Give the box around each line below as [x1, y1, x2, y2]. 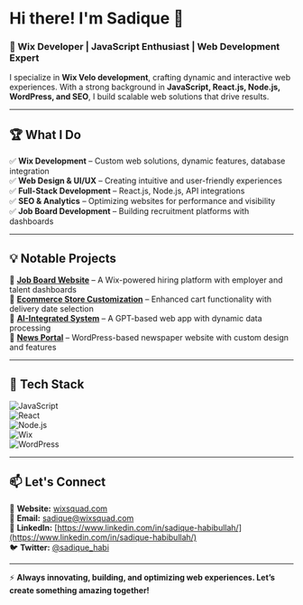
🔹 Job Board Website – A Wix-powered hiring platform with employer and [9, 275, 283, 285]
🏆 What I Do [9, 126, 81, 143]
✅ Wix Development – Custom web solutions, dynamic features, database [9, 155, 286, 166]
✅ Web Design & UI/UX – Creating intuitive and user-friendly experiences [9, 175, 282, 186]
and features [9, 342, 57, 353]
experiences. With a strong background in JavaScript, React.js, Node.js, [9, 81, 281, 93]
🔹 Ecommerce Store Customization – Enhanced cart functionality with [9, 293, 272, 305]
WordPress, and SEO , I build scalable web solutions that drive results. [9, 91, 270, 102]
